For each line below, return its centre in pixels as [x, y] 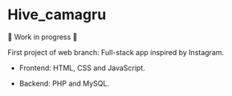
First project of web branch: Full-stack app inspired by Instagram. [116, 52]
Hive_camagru [57, 15]
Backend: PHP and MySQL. [64, 83]
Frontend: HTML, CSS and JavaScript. [82, 68]
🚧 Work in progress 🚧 [43, 37]
